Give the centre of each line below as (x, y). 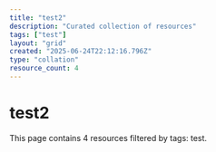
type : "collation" (44, 60)
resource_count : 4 (44, 69)
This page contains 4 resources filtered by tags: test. (108, 138)
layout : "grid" (38, 43)
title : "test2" (38, 18)
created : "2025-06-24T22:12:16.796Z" (81, 52)
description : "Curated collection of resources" (103, 26)
